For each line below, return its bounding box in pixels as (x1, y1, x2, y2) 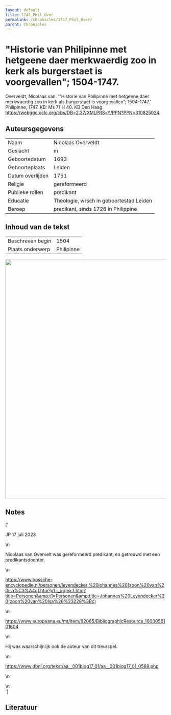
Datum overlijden (8, 172, 49, 179)
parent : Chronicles (5, 21, 47, 27)
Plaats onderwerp (8, 245, 51, 253)
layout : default (5, 7, 40, 13)
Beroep (8, 206, 26, 212)
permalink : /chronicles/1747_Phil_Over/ (5, 17, 93, 22)
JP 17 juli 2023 (5, 531, 36, 538)
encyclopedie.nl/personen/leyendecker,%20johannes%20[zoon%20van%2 (5, 582, 164, 588)
